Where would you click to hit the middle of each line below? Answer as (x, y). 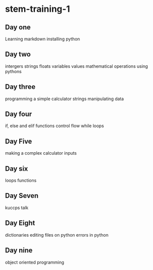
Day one (18, 27)
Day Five (19, 141)
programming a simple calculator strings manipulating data (64, 99)
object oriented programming (35, 262)
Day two (18, 54)
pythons (13, 71)
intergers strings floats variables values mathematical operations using (76, 66)
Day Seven (22, 196)
